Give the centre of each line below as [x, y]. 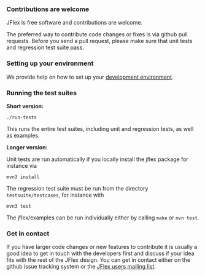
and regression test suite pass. [45, 47]
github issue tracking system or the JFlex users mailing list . [81, 267]
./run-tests [21, 117]
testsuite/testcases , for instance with [55, 195]
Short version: [25, 106]
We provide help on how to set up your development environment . [90, 77]
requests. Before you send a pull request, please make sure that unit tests [99, 41]
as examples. [23, 135]
